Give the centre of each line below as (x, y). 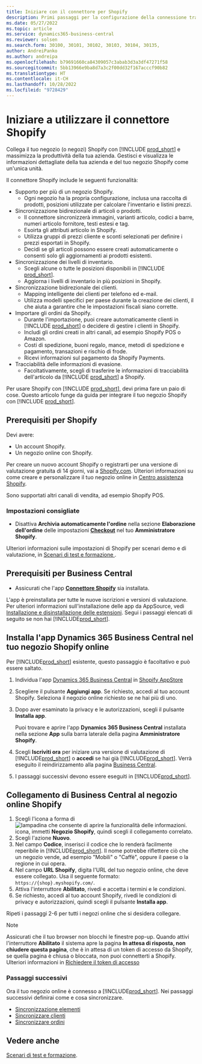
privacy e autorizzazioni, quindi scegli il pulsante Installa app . (91, 902)
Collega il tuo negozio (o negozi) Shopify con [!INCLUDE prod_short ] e (93, 149)
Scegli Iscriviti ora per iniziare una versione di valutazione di (90, 751)
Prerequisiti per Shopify (52, 420)
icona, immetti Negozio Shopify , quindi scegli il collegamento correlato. (104, 832)
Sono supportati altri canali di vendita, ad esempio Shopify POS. (85, 495)
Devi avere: (20, 435)
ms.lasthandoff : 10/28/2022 (41, 85)
